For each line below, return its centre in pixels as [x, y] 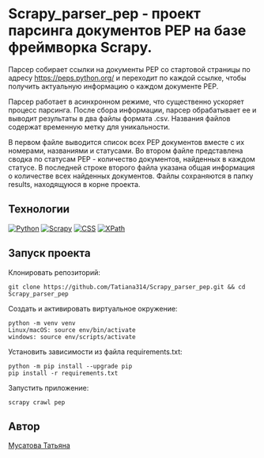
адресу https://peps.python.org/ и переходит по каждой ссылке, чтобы [127, 78]
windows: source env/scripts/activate [72, 337]
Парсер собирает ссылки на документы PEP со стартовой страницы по [129, 69]
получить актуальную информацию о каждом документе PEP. [113, 86]
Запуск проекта [49, 253]
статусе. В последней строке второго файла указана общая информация [132, 167]
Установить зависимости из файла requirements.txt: [95, 351]
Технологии [39, 210]
